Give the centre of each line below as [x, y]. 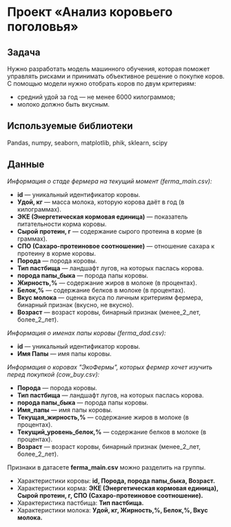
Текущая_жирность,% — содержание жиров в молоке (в [103, 417]
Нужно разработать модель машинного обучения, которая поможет [109, 69]
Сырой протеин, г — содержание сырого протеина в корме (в [109, 231]
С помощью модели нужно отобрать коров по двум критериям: [102, 83]
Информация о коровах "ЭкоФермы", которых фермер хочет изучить [110, 367]
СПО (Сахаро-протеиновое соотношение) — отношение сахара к [116, 246]
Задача [24, 52]
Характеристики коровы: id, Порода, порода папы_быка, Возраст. [116, 481]
